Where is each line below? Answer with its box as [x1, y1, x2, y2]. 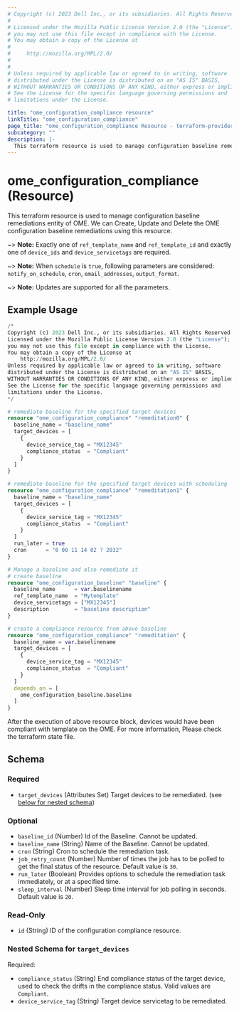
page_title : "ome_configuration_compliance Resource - [7, 122, 174, 129]
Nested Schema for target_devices [7, 944, 129, 954]
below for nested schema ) [17, 798, 95, 806]
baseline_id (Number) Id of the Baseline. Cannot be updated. [17, 832, 198, 841]
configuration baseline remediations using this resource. [7, 227, 173, 235]
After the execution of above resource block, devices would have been [7, 718, 215, 726]
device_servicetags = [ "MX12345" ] [14, 599, 116, 607]
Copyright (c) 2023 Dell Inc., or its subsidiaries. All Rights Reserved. [7, 329, 234, 336]
